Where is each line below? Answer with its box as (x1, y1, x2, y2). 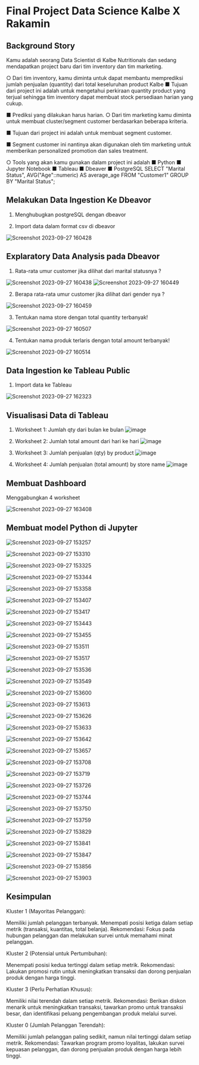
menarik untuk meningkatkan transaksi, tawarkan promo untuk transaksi (6, 1003, 184, 1011)
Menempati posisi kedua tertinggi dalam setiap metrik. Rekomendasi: (6, 961, 176, 968)
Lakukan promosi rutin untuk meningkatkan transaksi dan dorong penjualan (6, 968, 191, 975)
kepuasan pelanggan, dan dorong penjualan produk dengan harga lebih (6, 1045, 182, 1052)
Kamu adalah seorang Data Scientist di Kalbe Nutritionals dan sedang (6, 57, 177, 63)
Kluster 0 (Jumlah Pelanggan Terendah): (6, 1021, 105, 1029)
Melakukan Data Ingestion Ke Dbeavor (6, 195, 152, 205)
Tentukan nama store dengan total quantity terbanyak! (14, 314, 148, 321)
